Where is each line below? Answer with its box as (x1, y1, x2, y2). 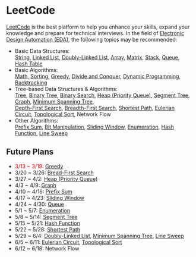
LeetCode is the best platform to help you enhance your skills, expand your (6, 23, 190, 30)
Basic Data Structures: (14, 47, 70, 54)
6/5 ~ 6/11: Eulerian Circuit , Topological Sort (14, 239, 122, 246)
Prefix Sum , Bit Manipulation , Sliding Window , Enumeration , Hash (14, 123, 174, 130)
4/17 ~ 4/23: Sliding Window (14, 194, 85, 201)
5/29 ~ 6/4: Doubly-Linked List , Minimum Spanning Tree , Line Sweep (14, 232, 184, 239)
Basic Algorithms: (14, 66, 58, 73)
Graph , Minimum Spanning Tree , (14, 98, 94, 105)
